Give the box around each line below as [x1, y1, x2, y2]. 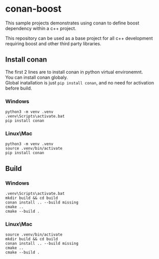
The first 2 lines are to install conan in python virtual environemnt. [5, 69, 143, 75]
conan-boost [5, 3, 62, 15]
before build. [5, 85, 32, 91]
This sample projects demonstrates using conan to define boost [5, 20, 140, 26]
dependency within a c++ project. [5, 25, 76, 31]
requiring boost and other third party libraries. [5, 40, 101, 46]
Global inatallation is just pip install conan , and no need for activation [5, 79, 154, 85]
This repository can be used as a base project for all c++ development [5, 35, 153, 41]
